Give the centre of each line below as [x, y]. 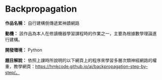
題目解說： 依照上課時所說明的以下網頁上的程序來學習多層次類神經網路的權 [81, 60]
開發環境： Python [24, 50]
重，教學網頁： [20, 66]
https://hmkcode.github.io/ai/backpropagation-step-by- [92, 66]
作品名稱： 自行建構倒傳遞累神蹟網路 [42, 23]
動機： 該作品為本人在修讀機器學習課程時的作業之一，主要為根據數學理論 [79, 33]
